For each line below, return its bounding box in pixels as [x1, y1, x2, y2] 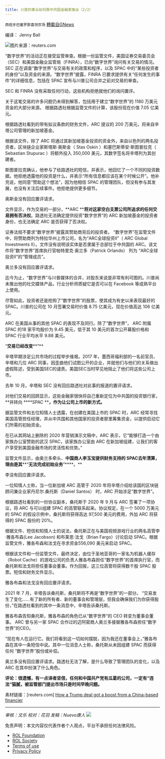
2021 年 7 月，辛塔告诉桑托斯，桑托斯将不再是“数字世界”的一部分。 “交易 [5, 590, 153, 596]
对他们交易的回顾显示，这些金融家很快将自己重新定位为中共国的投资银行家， [5, 393, 160, 399]
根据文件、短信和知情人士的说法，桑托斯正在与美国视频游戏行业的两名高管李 [5, 528, 160, 534]
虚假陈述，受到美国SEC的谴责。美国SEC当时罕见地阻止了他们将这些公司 [5, 366, 151, 372]
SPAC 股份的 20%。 [14, 517, 55, 523]
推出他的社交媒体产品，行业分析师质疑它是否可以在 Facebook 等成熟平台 [9, 280, 157, 286]
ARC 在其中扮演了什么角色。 [5, 664, 63, 670]
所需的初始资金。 [9, 422, 44, 428]
